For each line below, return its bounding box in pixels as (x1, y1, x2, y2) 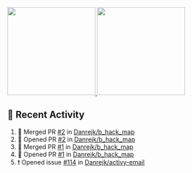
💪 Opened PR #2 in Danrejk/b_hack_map (17, 135, 136, 143)
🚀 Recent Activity (7, 109, 85, 121)
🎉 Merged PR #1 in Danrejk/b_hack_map (17, 142, 134, 150)
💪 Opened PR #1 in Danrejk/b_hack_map (17, 150, 134, 158)
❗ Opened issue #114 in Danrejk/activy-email (17, 158, 146, 166)
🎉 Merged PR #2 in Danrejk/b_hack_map (17, 127, 135, 136)
